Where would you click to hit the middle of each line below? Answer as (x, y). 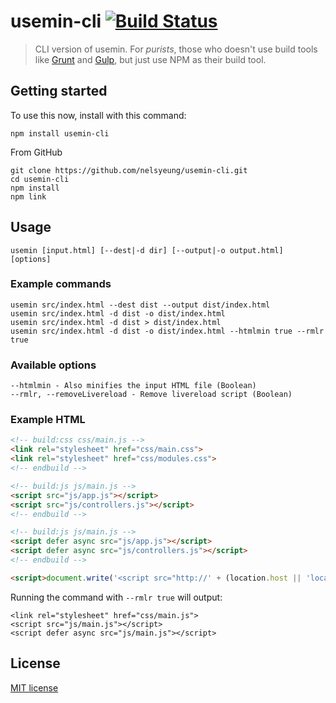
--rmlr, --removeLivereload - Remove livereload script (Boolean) (151, 395)
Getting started (59, 91)
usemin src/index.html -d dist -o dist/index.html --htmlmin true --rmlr (167, 331)
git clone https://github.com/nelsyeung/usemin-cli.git (129, 170)
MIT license (34, 687)
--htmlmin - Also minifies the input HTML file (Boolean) (133, 386)
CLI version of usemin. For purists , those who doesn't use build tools (176, 49)
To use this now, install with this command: (98, 115)
